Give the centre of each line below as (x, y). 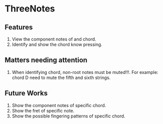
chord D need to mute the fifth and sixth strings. (61, 77)
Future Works (26, 93)
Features (19, 27)
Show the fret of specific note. (43, 110)
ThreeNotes (30, 9)
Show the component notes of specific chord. (59, 105)
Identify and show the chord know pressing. (57, 44)
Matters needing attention (46, 60)
